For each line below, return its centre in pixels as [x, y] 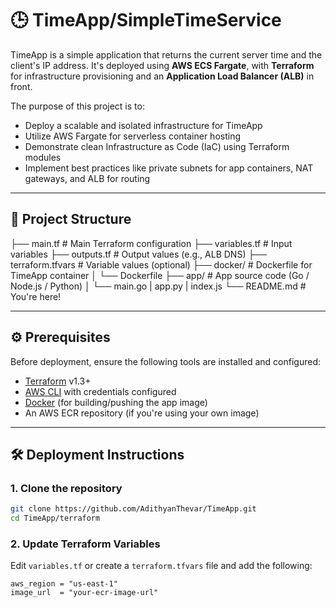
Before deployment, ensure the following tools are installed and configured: [166, 361]
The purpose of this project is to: [77, 106]
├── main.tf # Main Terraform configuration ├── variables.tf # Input [151, 243]
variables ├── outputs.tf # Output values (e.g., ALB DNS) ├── [139, 254]
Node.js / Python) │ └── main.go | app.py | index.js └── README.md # [158, 286]
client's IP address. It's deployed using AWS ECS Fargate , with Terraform [162, 65]
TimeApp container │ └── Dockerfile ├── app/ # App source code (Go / [160, 275]
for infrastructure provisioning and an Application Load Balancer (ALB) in [162, 76]
